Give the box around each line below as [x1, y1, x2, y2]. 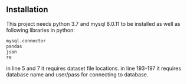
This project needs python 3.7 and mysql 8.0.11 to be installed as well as [6, 20, 181, 27]
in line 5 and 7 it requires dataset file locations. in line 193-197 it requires [6, 65, 182, 72]
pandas [6, 43, 22, 49]
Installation [6, 5, 48, 15]
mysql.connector [6, 38, 46, 43]
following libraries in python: [6, 26, 76, 33]
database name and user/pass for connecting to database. [6, 71, 149, 78]
